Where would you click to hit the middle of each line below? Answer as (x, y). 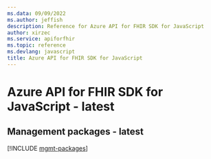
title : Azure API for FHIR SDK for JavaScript (75, 58)
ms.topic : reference (37, 45)
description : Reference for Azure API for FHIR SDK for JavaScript (106, 26)
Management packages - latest (76, 132)
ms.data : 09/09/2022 (37, 13)
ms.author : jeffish (35, 20)
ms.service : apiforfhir (41, 39)
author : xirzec (29, 33)
